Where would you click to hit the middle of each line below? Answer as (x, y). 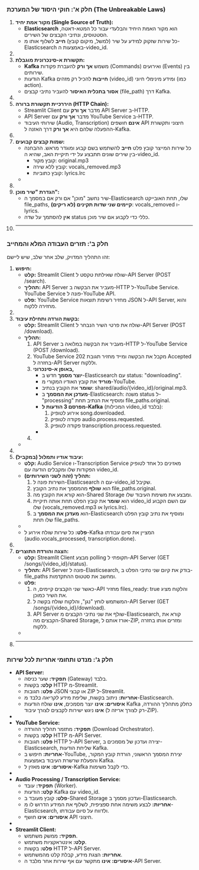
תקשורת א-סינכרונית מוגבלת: (50, 60)
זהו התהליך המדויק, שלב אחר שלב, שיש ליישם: (58, 257)
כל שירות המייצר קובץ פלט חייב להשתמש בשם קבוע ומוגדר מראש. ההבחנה (107, 148)
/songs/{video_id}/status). (56, 564)
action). (33, 85)
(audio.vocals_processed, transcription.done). (80, 538)
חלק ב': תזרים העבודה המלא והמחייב (58, 244)
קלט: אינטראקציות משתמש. (55, 842)
